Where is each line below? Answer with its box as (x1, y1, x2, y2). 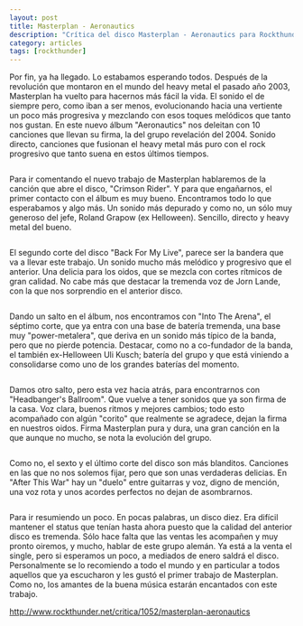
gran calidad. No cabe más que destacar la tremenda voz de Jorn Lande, (9, 276, 281, 287)
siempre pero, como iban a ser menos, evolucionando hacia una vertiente (9, 100, 282, 111)
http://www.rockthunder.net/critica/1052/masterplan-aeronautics (9, 606, 251, 617)
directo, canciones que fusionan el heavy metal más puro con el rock (9, 139, 266, 150)
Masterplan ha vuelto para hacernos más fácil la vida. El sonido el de (9, 91, 265, 102)
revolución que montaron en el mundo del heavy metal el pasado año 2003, (9, 81, 290, 92)
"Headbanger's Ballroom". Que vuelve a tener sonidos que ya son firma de (9, 394, 287, 405)
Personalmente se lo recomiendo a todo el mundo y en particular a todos (9, 560, 280, 571)
